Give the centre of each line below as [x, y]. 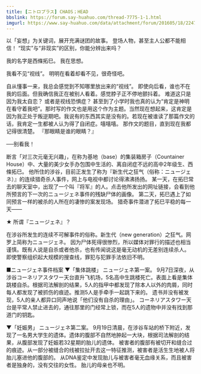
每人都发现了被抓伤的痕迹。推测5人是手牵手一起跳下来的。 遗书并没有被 [95, 292]
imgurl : [16, 23]
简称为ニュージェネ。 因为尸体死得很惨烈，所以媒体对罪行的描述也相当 [104, 242]
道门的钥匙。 [22, 315]
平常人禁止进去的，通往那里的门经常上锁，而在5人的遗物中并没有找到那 [105, 307]
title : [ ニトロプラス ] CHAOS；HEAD [47, 12]
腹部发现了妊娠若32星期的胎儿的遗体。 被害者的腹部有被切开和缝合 [104, 343]
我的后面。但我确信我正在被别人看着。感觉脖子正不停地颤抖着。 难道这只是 [99, 94]
